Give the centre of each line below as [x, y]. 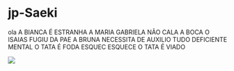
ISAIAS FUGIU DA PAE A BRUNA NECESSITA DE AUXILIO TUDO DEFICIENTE [118, 39]
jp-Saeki [33, 13]
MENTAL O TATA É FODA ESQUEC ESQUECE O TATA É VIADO [97, 47]
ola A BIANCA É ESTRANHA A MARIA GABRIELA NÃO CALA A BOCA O [109, 32]
